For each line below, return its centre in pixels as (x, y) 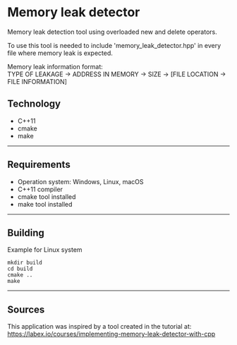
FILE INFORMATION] (37, 81)
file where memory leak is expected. (60, 53)
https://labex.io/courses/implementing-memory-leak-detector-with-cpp (111, 334)
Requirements (39, 165)
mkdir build (25, 263)
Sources (26, 309)
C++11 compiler (40, 189)
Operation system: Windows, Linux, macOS (80, 181)
